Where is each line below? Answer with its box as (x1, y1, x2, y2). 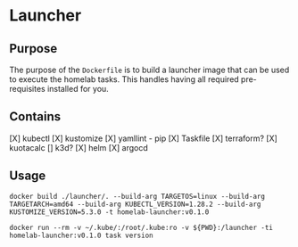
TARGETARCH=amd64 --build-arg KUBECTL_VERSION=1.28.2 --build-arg (9, 200, 261, 209)
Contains (9, 109, 61, 125)
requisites (9, 84, 46, 94)
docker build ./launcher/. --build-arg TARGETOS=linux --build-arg (9, 192, 266, 201)
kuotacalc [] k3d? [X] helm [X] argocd (9, 142, 149, 152)
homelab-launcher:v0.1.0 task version (9, 231, 153, 240)
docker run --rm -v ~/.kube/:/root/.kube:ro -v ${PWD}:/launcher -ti (9, 223, 274, 232)
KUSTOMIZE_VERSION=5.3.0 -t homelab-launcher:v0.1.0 (9, 207, 210, 217)
